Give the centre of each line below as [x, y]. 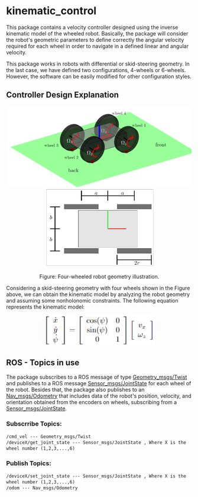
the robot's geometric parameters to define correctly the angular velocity [95, 40]
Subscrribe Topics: [34, 424]
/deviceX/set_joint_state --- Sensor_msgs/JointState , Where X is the [96, 476]
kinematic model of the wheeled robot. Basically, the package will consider [97, 33]
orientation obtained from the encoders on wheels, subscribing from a [92, 402]
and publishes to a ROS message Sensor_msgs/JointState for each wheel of [99, 383]
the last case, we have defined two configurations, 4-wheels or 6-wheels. [96, 70]
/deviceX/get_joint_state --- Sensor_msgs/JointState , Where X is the [96, 442]
